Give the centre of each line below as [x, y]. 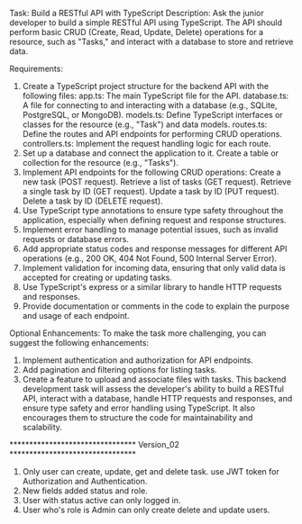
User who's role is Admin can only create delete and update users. [146, 510]
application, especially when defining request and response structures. [154, 220]
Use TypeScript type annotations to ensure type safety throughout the [153, 210]
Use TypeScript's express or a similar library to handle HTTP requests [152, 287]
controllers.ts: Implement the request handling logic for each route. [146, 144]
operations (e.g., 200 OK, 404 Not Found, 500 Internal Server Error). [150, 258]
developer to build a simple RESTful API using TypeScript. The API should [146, 23]
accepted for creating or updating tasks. [97, 277]
